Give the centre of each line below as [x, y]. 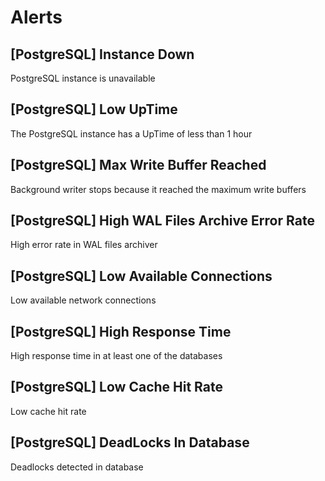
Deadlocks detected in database [77, 467]
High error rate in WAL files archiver [84, 245]
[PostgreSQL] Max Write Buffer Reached [138, 165]
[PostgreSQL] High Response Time [121, 331]
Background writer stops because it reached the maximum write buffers [158, 189]
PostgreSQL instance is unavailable [83, 78]
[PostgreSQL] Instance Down [102, 54]
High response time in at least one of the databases [116, 356]
